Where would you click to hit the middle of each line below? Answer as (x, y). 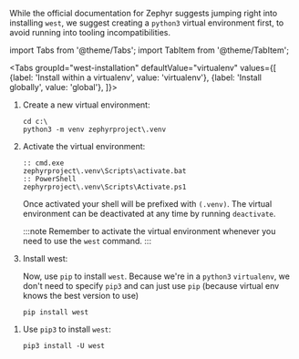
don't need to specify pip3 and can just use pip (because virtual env (151, 286)
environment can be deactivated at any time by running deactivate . (149, 214)
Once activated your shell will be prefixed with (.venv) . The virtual (147, 204)
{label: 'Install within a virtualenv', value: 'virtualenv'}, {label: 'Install (136, 77)
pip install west (56, 313)
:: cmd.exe (43, 163)
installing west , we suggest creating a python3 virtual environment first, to (147, 23)
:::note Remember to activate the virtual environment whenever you (149, 231)
